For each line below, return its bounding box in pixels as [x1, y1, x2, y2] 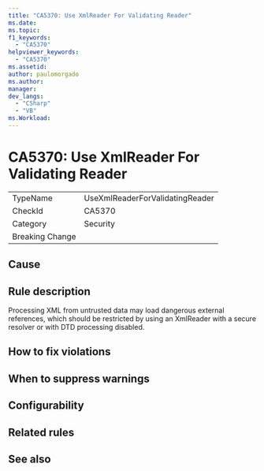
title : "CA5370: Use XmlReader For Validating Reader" [8, 11, 192, 20]
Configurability [8, 399, 84, 413]
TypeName [12, 193, 53, 204]
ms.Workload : [8, 114, 51, 122]
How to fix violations [8, 345, 111, 359]
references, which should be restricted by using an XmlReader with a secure [8, 314, 257, 323]
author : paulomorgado [8, 70, 80, 78]
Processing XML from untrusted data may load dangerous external [8, 305, 225, 316]
